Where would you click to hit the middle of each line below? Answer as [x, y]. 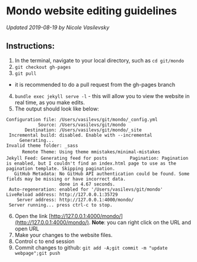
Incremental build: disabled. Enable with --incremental [80, 135]
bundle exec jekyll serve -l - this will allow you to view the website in [102, 96]
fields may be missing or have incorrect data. [66, 179]
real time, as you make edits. [50, 102]
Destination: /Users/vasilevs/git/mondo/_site [83, 130]
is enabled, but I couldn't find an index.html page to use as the [91, 163]
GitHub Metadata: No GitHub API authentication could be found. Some [102, 173]
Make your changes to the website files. [63, 235]
